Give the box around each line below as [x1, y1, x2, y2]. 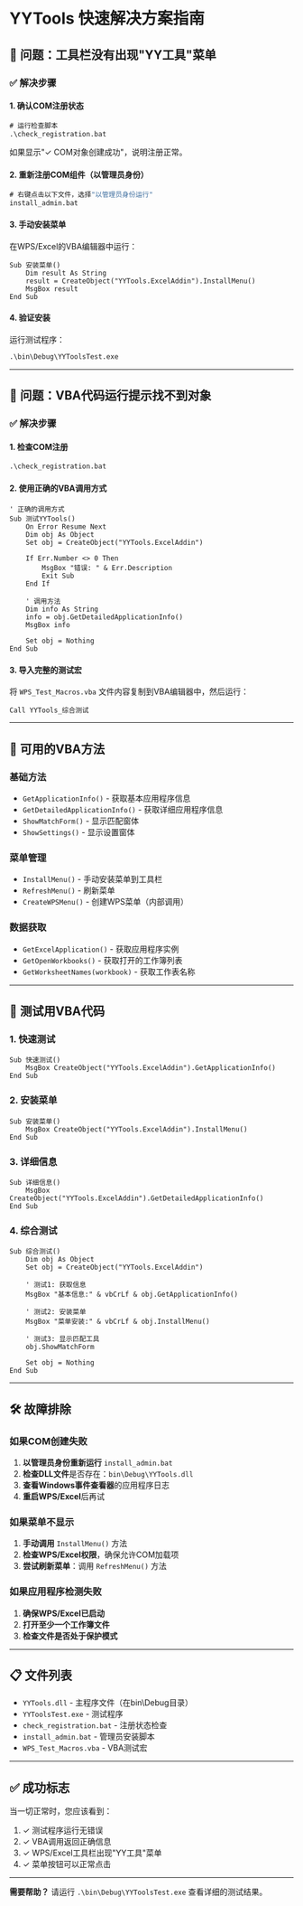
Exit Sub [41, 571, 75, 581]
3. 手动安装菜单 [9, 219, 67, 230]
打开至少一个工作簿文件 [22, 1619, 110, 1629]
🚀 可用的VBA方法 [9, 741, 106, 756]
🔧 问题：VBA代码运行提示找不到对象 [9, 388, 212, 403]
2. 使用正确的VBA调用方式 [9, 483, 107, 493]
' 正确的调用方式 [9, 505, 65, 514]
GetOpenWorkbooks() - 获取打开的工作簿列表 [22, 954, 183, 965]
